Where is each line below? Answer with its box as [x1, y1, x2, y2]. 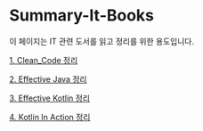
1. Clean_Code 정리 [9, 54, 78, 65]
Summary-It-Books [9, 5, 154, 26]
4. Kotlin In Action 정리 [9, 111, 91, 122]
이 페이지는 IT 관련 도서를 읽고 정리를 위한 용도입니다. [9, 36, 194, 46]
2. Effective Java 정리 [9, 73, 87, 85]
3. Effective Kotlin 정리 [9, 93, 91, 103]
